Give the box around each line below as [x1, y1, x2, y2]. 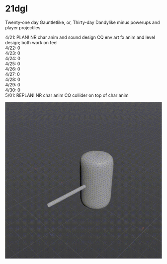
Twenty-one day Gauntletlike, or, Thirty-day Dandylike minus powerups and [5, 19, 160, 25]
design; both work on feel [5, 39, 58, 45]
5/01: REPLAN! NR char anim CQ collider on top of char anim [5, 92, 129, 98]
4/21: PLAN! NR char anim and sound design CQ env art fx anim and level [5, 34, 156, 40]
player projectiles [5, 24, 41, 30]
